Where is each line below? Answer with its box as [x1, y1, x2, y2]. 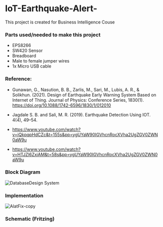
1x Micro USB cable [12, 63, 52, 69]
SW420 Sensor [12, 47, 43, 54]
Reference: [5, 75, 32, 82]
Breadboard [12, 53, 37, 59]
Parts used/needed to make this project [5, 31, 101, 38]
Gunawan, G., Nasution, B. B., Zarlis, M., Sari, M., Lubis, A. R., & [12, 87, 140, 92]
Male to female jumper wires [12, 58, 70, 64]
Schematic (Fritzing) [5, 216, 55, 223]
